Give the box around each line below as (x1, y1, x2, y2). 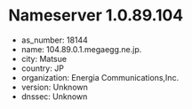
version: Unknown (20, 82, 88, 92)
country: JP (20, 63, 64, 74)
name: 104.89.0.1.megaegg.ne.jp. (20, 43, 142, 54)
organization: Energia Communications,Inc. (20, 72, 180, 82)
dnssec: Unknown (20, 90, 88, 102)
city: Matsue (20, 53, 68, 64)
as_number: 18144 (20, 35, 88, 45)
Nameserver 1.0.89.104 (8, 5, 184, 26)
